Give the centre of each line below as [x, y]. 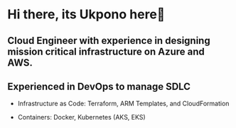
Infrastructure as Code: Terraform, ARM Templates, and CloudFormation [123, 104]
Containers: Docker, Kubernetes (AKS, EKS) [81, 117]
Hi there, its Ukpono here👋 [86, 14]
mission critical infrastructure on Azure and [106, 51]
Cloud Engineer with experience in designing [109, 41]
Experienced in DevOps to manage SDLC [99, 87]
